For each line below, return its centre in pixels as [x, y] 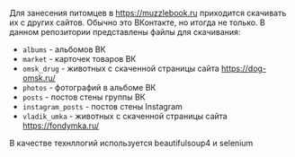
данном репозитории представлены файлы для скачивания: [125, 32]
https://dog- [244, 68]
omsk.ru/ [39, 78]
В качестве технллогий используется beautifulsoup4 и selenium [131, 143]
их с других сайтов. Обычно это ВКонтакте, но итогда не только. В [137, 22]
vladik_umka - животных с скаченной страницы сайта [125, 116]
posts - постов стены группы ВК [84, 97]
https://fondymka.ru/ [61, 126]
